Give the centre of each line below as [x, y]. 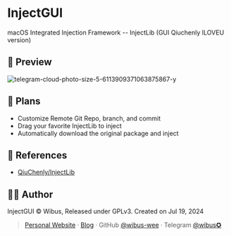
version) [19, 39]
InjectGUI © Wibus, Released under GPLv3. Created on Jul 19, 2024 [106, 211]
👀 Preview [30, 62]
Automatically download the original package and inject [98, 133]
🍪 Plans [24, 101]
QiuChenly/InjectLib [46, 172]
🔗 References [37, 155]
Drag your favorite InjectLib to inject [69, 125]
